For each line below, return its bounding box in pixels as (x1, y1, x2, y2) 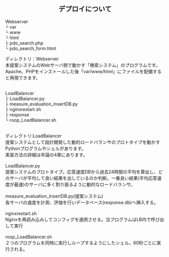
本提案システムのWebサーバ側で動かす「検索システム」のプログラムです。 (5, 62, 160, 68)
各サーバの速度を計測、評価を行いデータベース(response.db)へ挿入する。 (5, 199, 158, 205)
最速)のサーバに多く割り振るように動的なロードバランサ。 (14, 181, 135, 187)
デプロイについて (58, 5, 112, 14)
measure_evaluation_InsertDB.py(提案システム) (5, 193, 104, 199)
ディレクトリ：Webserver (5, 56, 59, 62)
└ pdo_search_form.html (5, 45, 57, 52)
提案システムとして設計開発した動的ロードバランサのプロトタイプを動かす (5, 139, 160, 145)
